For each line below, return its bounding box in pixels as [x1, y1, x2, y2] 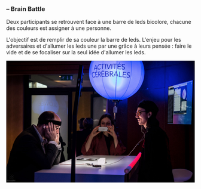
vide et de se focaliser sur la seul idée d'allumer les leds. [6, 49, 146, 56]
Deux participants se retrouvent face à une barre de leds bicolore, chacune [6, 18, 191, 26]
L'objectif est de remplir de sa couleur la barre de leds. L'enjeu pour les [6, 36, 181, 44]
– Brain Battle [6, 5, 45, 13]
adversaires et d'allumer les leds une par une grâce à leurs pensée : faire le [6, 42, 192, 49]
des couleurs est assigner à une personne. [6, 24, 112, 32]
